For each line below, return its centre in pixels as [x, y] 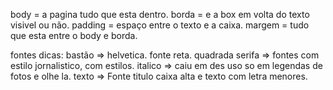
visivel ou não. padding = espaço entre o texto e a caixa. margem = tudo [160, 25]
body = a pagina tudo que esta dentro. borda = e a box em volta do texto [160, 14]
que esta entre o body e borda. [74, 35]
